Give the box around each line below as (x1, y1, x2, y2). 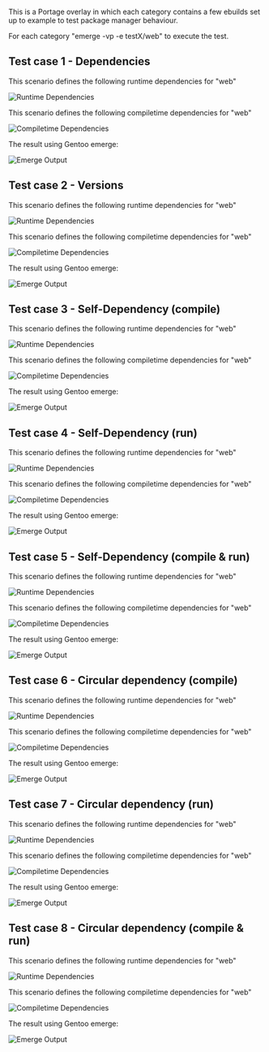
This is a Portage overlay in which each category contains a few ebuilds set (8, 7, 261, 16)
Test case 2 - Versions (8, 179, 124, 193)
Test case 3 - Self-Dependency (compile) (8, 302, 221, 316)
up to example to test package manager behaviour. (8, 15, 178, 25)
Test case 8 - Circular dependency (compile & (8, 921, 245, 935)
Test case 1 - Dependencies (8, 54, 151, 68)
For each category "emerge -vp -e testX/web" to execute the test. (8, 32, 229, 41)
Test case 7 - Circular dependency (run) (8, 798, 215, 812)
